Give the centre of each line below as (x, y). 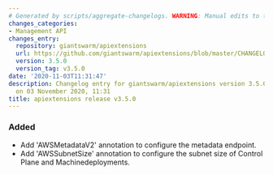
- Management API (38, 31)
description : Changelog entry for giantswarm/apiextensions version (127, 83)
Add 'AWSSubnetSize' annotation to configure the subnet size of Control (141, 153)
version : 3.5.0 (41, 62)
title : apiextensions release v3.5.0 (72, 99)
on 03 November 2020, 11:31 (63, 91)
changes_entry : (34, 38)
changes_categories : (43, 23)
